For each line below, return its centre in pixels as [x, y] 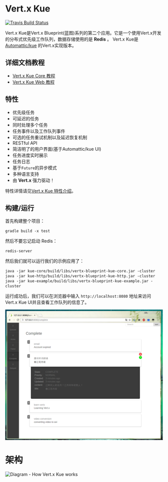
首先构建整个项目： [25, 221]
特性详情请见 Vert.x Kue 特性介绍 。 [41, 191]
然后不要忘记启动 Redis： [31, 241]
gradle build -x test [28, 231]
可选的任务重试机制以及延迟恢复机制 [50, 137]
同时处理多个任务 [30, 125]
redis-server [19, 251]
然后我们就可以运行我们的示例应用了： [44, 261]
